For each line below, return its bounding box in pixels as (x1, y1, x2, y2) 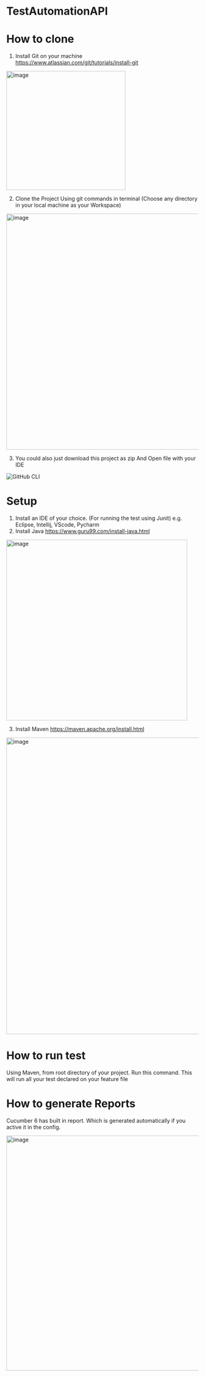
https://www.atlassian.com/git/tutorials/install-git (15, 59, 138, 67)
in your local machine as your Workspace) (15, 201, 121, 209)
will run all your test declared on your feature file (6, 1076, 128, 1082)
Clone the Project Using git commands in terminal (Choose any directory (15, 195, 198, 203)
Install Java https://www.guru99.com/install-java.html (15, 528, 150, 535)
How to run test (6, 1049, 86, 1063)
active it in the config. (6, 1123, 61, 1131)
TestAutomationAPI (6, 4, 108, 18)
